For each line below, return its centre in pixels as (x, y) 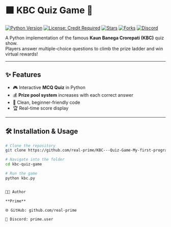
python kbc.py (20, 178)
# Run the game (21, 174)
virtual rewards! (22, 54)
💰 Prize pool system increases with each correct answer (73, 95)
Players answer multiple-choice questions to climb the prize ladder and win (84, 48)
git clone (16, 150)
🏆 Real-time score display (40, 108)
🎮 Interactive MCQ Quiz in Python (49, 87)
